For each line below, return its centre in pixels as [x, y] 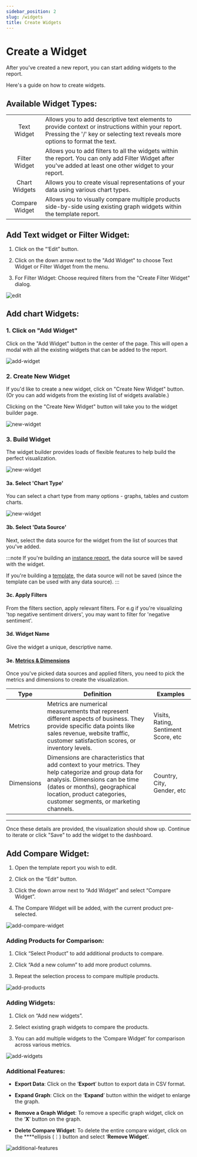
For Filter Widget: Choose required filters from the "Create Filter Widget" [102, 278]
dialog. [23, 284]
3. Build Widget [28, 439]
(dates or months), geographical [92, 787]
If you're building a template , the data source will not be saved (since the [94, 575]
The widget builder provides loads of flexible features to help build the [91, 452]
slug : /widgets [25, 17]
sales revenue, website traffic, [89, 734]
